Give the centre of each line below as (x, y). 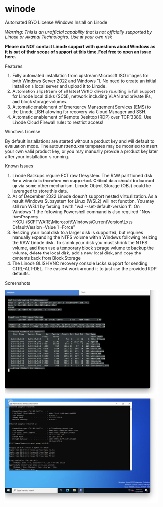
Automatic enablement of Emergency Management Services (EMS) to (81, 107)
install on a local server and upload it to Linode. (59, 86)
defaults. (21, 273)
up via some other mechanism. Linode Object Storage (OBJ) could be (81, 185)
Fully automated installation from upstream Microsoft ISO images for (80, 75)
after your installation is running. (37, 156)
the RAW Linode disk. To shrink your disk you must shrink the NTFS (79, 242)
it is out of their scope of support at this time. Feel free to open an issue (78, 52)
